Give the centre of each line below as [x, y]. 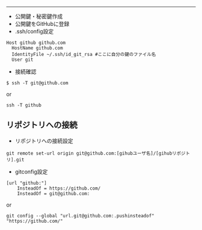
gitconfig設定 [31, 172]
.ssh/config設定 [34, 31]
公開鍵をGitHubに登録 [42, 24]
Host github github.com [36, 43]
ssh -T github [24, 105]
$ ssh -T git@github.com [37, 83]
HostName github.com [37, 48]
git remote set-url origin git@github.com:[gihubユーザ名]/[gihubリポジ [96, 153]
